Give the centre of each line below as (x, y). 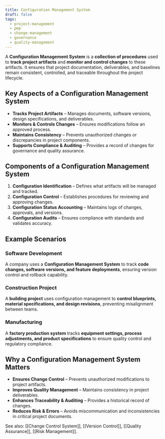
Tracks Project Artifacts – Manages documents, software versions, (82, 113)
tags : (11, 19)
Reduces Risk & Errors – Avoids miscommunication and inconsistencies (86, 411)
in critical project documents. (42, 416)
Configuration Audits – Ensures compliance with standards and (78, 218)
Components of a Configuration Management (77, 166)
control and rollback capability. (37, 275)
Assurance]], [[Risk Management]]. (41, 431)
